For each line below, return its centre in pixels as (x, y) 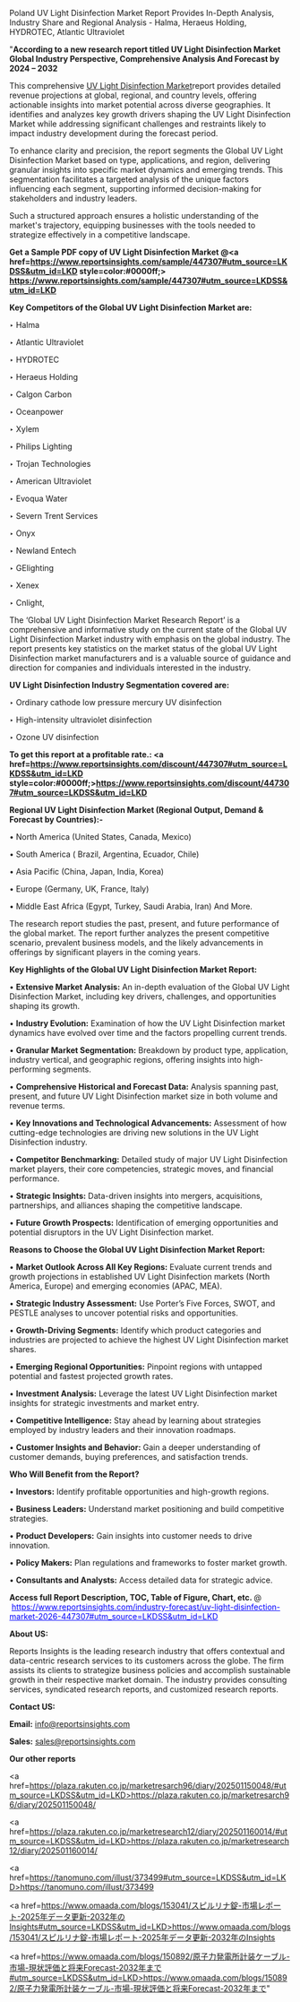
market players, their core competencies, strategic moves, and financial (141, 1169)
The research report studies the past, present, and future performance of (144, 923)
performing (30, 1069)
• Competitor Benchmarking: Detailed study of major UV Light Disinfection (149, 1159)
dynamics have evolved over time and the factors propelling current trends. (148, 1033)
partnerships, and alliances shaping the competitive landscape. (126, 1205)
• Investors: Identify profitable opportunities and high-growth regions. (139, 1492)
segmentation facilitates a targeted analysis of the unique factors (129, 179)
